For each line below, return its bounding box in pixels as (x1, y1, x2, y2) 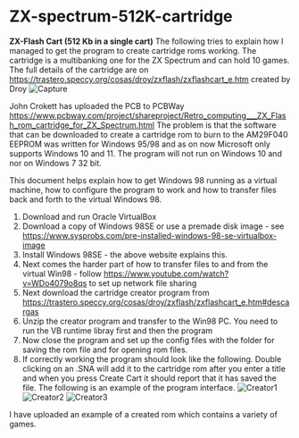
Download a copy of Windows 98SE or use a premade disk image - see (21, 221, 285, 232)
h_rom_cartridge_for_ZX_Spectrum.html (9, 119, 154, 131)
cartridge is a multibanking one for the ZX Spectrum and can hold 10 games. (9, 55, 290, 65)
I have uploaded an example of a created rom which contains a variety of (9, 409, 278, 419)
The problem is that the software (155, 119, 277, 131)
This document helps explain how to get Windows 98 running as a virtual (9, 174, 278, 185)
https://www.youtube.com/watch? (104, 268, 229, 279)
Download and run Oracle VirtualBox (21, 211, 157, 222)
